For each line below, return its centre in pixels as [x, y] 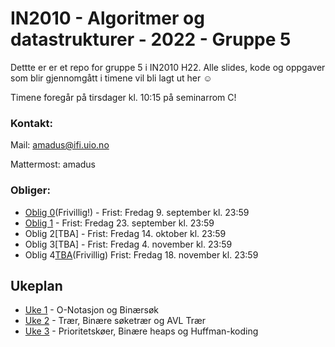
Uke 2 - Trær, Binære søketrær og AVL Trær [115, 321]
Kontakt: [31, 123]
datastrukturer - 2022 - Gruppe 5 [151, 39]
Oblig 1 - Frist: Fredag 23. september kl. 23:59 [119, 223]
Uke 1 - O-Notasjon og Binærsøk [92, 310]
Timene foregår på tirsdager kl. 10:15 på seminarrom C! [123, 97]
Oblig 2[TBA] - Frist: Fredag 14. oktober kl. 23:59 [125, 233]
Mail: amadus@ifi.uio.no [60, 145]
